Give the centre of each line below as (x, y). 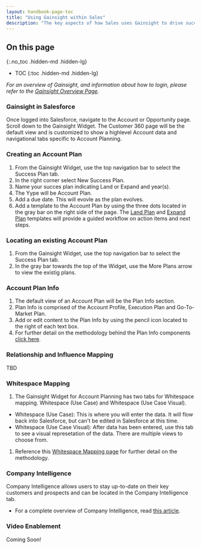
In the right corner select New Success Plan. (70, 180)
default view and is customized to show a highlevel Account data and (92, 132)
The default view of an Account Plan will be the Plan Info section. (95, 301)
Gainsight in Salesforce (41, 107)
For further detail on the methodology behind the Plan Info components (103, 333)
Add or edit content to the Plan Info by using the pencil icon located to (101, 320)
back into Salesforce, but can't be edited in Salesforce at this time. (97, 421)
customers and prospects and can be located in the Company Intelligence (97, 493)
